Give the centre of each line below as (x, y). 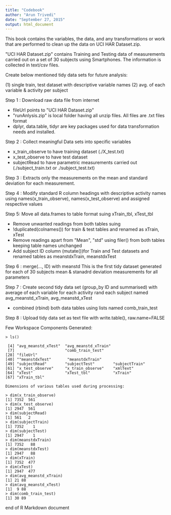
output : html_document (29, 24)
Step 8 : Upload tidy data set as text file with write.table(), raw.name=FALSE (85, 318)
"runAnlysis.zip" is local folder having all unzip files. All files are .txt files (89, 116)
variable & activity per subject (37, 91)
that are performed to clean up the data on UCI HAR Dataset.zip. (73, 44)
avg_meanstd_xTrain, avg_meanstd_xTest (49, 298)
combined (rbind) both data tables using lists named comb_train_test (85, 308)
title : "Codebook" (25, 10)
